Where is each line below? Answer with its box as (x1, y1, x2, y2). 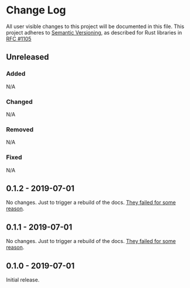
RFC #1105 (6, 35, 32, 42)
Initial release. (6, 276, 40, 283)
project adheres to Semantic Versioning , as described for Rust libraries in (6, 29, 182, 36)
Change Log (6, 4, 66, 17)
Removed (6, 125, 34, 133)
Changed (6, 98, 33, 106)
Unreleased (6, 52, 50, 62)
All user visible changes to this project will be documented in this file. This (6, 23, 185, 30)
